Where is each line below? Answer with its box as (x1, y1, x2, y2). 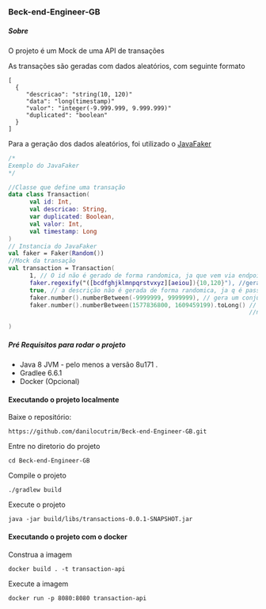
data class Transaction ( (8, 191, 90, 199)
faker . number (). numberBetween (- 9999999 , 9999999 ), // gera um (28, 294, 239, 302)
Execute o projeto (8, 500, 66, 509)
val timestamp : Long (28, 227, 97, 235)
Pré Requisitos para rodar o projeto (8, 340, 127, 349)
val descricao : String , (28, 205, 108, 214)
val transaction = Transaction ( (8, 265, 115, 272)
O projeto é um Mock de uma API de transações (8, 46, 165, 55)
